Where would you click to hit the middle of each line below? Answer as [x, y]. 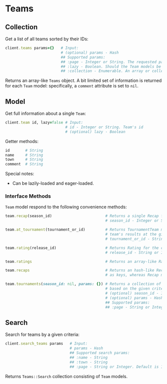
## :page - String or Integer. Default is [114, 367]
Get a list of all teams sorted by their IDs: [47, 39]
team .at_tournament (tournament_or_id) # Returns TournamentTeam [82, 230]
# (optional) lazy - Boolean [95, 132]
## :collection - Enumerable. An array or [105, 71]
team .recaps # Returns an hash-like [80, 270]
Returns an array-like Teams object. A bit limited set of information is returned [83, 80]
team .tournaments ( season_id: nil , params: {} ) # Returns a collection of [83, 284]
